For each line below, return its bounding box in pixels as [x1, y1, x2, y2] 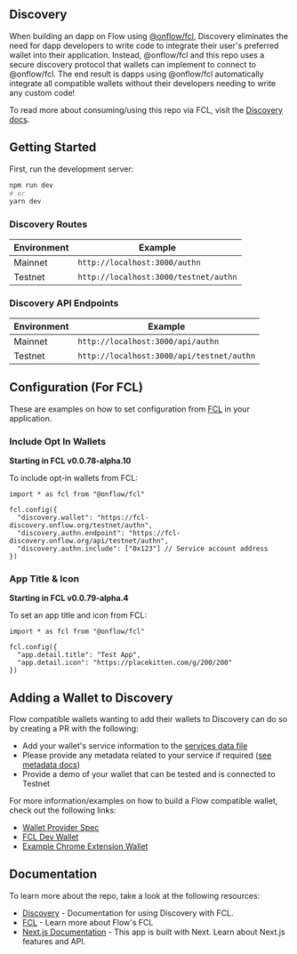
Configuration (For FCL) [9, 380, 144, 395]
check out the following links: [9, 805, 117, 816]
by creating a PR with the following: [9, 724, 140, 734]
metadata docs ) [21, 759, 81, 770]
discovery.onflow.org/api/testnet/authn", [9, 536, 169, 545]
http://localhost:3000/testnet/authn [77, 271, 237, 282]
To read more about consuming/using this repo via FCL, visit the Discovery [9, 104, 283, 115]
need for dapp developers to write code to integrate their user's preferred [9, 40, 279, 51]
